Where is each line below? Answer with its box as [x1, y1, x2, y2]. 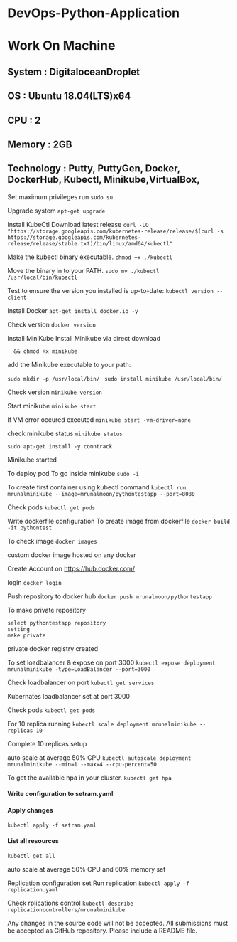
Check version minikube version [7, 388, 103, 396]
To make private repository [7, 605, 87, 614]
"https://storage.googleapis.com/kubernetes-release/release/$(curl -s [7, 228, 224, 235]
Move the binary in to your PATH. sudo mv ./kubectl [7, 266, 160, 275]
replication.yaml [7, 886, 59, 894]
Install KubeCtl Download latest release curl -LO [7, 220, 149, 228]
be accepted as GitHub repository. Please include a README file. [7, 926, 197, 935]
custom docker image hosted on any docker [7, 550, 136, 559]
